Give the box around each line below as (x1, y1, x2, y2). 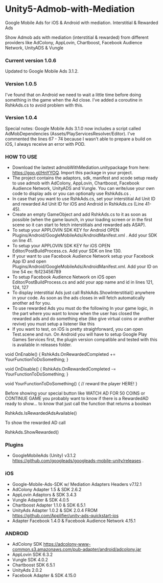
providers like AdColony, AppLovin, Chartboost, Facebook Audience (5, 39, 142, 45)
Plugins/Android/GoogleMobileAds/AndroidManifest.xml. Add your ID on (12, 264, 158, 269)
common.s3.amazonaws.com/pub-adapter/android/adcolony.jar (12, 546, 141, 553)
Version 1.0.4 (5, 114, 38, 121)
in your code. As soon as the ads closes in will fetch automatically (12, 295, 145, 301)
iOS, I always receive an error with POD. (5, 141, 86, 147)
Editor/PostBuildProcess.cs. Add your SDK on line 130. (12, 248, 122, 254)
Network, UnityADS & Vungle (5, 45, 64, 51)
